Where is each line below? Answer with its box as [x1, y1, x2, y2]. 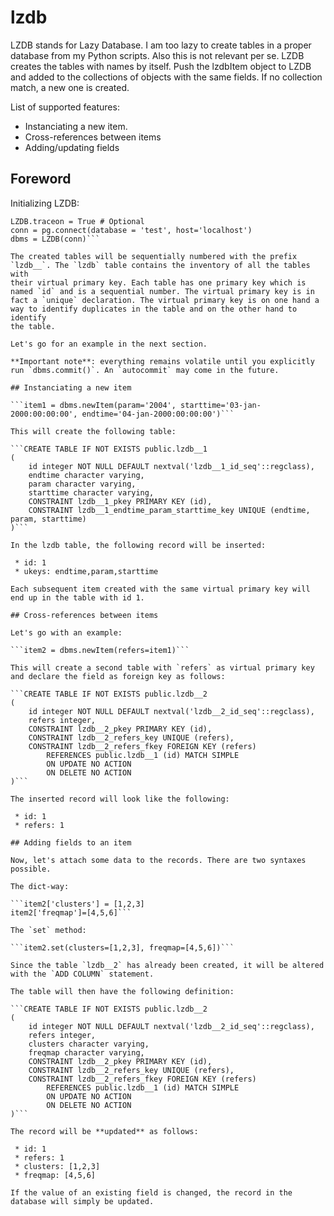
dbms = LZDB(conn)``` [10, 234, 101, 244]
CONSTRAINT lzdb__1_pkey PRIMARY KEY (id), [28, 496, 213, 506]
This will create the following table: [10, 426, 177, 436]
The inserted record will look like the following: [10, 794, 230, 804]
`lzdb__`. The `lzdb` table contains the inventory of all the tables [10, 260, 311, 270]
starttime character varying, [28, 487, 155, 498]
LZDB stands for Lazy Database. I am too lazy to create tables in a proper [10, 39, 312, 51]
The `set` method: [10, 925, 87, 935]
